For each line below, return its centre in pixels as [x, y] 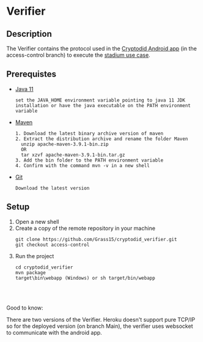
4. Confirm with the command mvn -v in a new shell [82, 165]
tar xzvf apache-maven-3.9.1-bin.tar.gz [73, 155]
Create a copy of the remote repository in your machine [85, 228]
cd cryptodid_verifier [44, 267]
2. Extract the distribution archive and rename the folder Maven [102, 139]
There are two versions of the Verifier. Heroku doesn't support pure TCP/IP [101, 319]
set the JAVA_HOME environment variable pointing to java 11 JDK [100, 100]
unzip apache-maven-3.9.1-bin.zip [65, 144]
